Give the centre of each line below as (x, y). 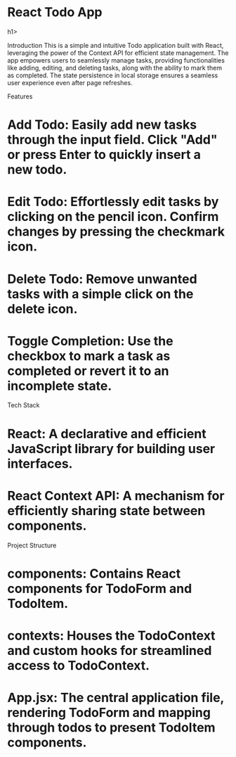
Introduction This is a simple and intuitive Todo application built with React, (116, 45)
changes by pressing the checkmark (116, 232)
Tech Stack (24, 405)
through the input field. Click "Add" (112, 140)
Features (20, 96)
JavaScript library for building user (111, 449)
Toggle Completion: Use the (90, 341)
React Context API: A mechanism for (116, 496)
